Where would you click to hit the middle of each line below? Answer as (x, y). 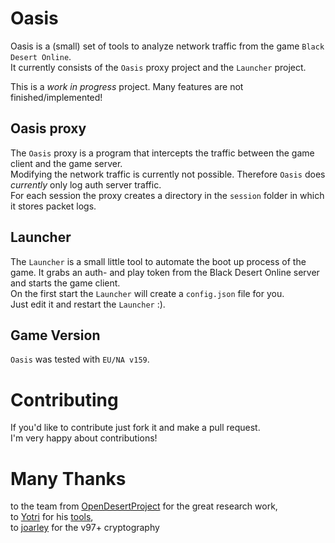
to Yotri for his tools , (52, 517)
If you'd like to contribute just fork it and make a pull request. (135, 428)
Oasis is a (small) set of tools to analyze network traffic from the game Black (167, 46)
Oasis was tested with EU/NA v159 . (80, 359)
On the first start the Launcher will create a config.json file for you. (147, 293)
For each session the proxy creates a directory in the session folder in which (167, 195)
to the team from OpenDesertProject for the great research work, (144, 506)
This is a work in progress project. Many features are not (127, 86)
